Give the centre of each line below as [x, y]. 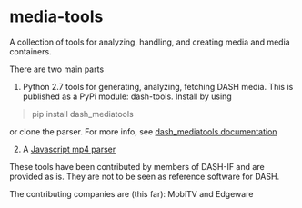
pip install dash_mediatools [82, 114]
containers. [30, 51]
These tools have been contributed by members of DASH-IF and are [137, 166]
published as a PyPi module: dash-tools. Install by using [127, 96]
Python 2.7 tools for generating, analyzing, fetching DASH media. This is [158, 86]
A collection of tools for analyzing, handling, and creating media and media [150, 42]
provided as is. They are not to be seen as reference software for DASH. [145, 176]
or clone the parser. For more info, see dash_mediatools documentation [143, 131]
